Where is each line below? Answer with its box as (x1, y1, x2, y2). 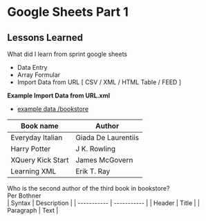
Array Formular (17, 70, 61, 79)
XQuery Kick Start (10, 155, 69, 164)
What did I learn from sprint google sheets (7, 50, 128, 58)
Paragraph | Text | (7, 206, 59, 214)
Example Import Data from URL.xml (7, 91, 111, 99)
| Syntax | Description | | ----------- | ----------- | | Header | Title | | (7, 199, 200, 207)
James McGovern (75, 155, 133, 164)
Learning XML (10, 166, 57, 176)
